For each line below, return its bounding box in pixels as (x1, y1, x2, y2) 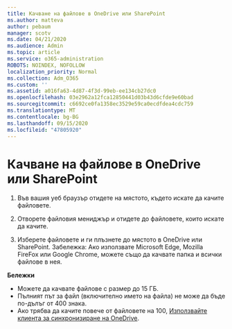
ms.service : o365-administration (7, 56, 104, 62)
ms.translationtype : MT (7, 107, 76, 114)
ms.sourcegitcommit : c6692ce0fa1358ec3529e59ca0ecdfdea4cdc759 (7, 101, 194, 108)
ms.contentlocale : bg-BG (7, 113, 79, 120)
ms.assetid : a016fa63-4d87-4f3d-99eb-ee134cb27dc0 (7, 87, 157, 94)
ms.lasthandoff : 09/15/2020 (7, 119, 89, 127)
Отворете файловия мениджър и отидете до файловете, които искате (17, 214, 224, 223)
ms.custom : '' (7, 81, 48, 88)
